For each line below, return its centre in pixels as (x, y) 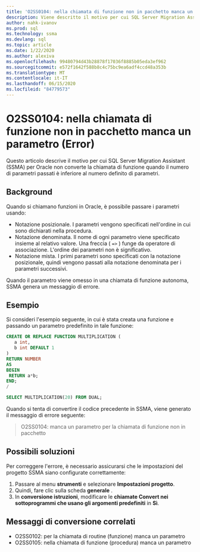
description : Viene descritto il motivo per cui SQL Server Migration (96, 17)
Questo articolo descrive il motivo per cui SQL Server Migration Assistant (96, 160)
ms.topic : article (29, 45)
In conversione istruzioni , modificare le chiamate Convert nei (91, 497)
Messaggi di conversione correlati (71, 522)
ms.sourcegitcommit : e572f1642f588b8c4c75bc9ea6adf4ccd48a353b (86, 67)
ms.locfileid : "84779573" (38, 89)
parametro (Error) (51, 144)
